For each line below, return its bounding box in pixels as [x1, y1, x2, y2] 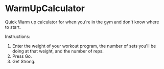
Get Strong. [12, 58, 36, 64]
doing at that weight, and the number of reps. [12, 48, 104, 54]
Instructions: [5, 34, 30, 39]
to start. [5, 24, 21, 30]
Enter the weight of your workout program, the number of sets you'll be [12, 43, 156, 49]
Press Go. [12, 53, 32, 59]
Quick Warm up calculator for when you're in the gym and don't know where [5, 19, 159, 25]
